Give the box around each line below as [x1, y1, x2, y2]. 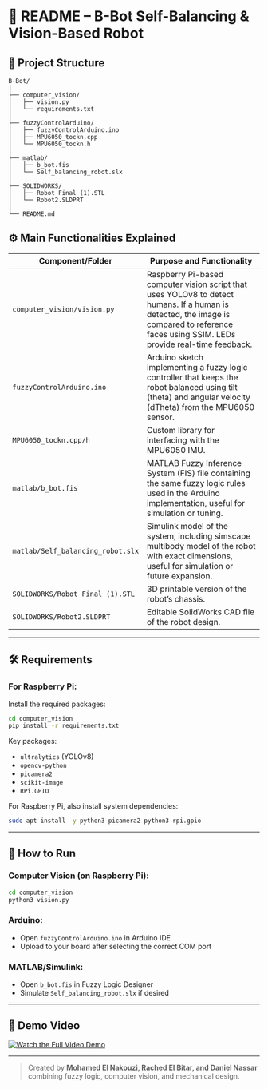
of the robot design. [146, 616, 221, 627]
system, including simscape [146, 531, 251, 542]
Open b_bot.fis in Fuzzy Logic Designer [19, 980, 154, 989]
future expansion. [146, 570, 213, 582]
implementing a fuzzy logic [146, 361, 248, 372]
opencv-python [19, 762, 67, 770]
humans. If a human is [146, 299, 229, 310]
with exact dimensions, [146, 550, 233, 562]
